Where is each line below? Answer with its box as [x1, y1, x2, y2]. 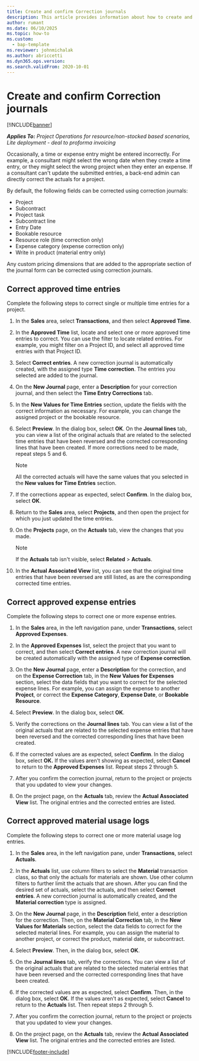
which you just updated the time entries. [15, 515, 114, 522]
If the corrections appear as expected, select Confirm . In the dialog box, [15, 491, 192, 498]
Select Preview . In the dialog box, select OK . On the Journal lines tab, [15, 425, 187, 432]
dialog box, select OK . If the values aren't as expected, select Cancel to [15, 995, 191, 1002]
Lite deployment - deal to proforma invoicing [7, 139, 116, 146]
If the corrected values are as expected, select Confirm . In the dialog [15, 750, 184, 758]
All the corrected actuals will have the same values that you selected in [15, 473, 189, 480]
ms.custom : [7, 36, 34, 42]
